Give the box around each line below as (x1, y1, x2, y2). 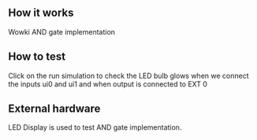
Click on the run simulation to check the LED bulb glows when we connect (8, 71, 249, 80)
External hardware (8, 102, 101, 116)
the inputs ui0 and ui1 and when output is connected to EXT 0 (8, 79, 207, 89)
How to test (8, 50, 65, 64)
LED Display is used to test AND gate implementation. (8, 123, 182, 132)
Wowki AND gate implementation (8, 27, 116, 36)
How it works (8, 6, 74, 20)
